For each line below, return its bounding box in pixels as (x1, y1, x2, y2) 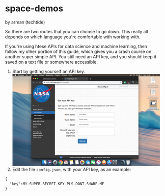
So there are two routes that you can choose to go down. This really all (5, 28, 148, 34)
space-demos (5, 3, 63, 14)
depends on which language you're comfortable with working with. (5, 34, 141, 40)
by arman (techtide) (5, 19, 45, 25)
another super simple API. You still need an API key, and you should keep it (5, 53, 157, 59)
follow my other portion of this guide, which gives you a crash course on (5, 49, 152, 54)
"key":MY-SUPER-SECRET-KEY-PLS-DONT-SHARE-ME (9, 182, 105, 187)
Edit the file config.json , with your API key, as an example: (12, 167, 131, 172)
